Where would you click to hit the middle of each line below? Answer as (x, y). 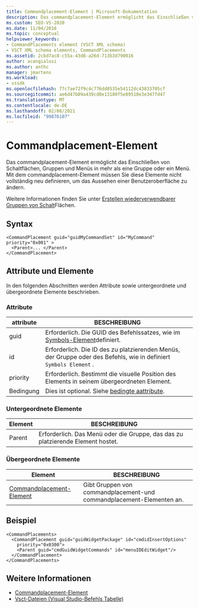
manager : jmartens (29, 72)
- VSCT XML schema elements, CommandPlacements (66, 50)
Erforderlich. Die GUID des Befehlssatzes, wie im (113, 333)
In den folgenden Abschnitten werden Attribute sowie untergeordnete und (96, 285)
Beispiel (21, 521)
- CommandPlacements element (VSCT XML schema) (66, 45)
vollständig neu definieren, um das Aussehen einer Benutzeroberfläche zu (97, 181)
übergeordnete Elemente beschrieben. (53, 292)
